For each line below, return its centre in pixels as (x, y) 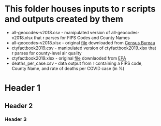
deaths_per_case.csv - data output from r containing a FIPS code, (77, 63)
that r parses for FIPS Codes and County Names (82, 38)
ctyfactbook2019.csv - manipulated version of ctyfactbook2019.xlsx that (84, 48)
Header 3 (16, 119)
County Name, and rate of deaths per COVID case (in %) (68, 68)
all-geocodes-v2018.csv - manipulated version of (61, 32)
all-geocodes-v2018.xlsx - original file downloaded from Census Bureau (83, 42)
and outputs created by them (64, 19)
